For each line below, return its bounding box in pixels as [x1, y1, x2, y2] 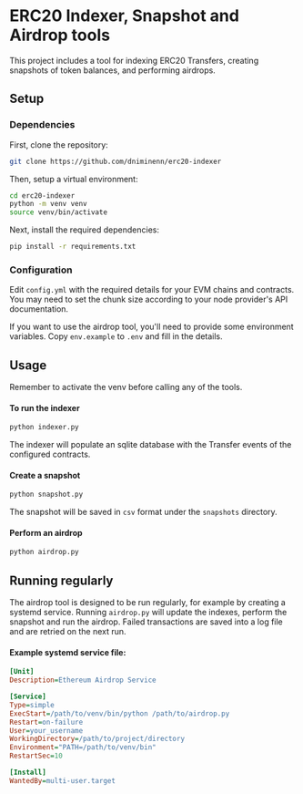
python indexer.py [9, 423, 79, 432]
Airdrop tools [9, 25, 111, 46]
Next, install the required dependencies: [9, 224, 159, 235]
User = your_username [9, 726, 84, 735]
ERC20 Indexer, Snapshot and [9, 5, 239, 26]
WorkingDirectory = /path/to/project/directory [9, 735, 185, 744]
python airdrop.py [9, 548, 79, 557]
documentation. [9, 304, 69, 315]
